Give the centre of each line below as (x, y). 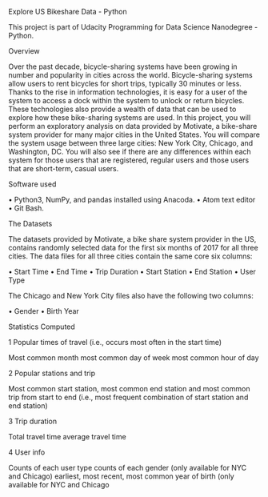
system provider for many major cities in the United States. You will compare (134, 134)
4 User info (27, 452)
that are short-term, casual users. (64, 168)
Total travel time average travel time (67, 437)
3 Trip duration (33, 421)
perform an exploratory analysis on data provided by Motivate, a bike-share (133, 126)
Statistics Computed (42, 327)
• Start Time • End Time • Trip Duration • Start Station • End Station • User (132, 272)
